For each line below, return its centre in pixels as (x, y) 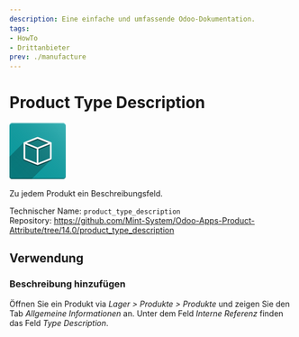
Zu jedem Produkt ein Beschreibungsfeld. (86, 194)
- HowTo (24, 38)
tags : (19, 28)
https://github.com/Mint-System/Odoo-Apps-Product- (154, 221)
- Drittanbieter (40, 48)
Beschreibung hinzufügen (68, 284)
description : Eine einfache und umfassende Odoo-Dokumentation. (132, 19)
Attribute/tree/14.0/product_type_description (92, 231)
